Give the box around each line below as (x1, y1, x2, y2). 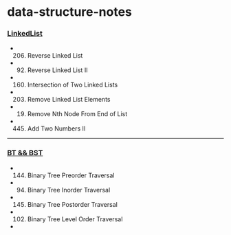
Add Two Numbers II (27, 124, 86, 133)
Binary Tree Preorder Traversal (27, 171, 115, 179)
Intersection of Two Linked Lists (27, 80, 118, 89)
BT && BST (7, 148, 43, 158)
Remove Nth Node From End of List (27, 110, 128, 118)
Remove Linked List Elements (27, 96, 111, 104)
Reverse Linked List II (27, 66, 88, 74)
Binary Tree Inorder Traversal (27, 186, 111, 194)
